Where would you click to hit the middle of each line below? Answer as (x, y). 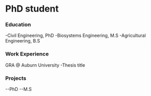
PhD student (32, 9)
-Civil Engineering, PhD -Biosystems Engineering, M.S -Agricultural (75, 35)
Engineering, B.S (23, 41)
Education (18, 25)
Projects (16, 78)
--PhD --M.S (19, 89)
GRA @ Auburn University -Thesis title (45, 65)
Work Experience (27, 54)
